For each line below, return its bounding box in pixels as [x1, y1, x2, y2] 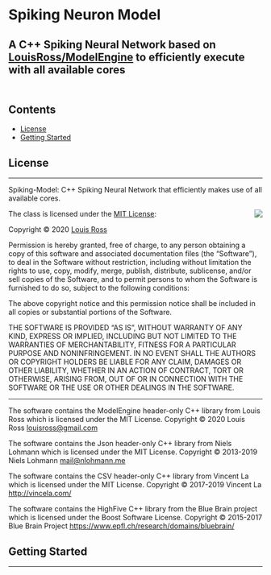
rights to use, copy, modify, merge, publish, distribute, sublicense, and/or [8, 266, 252, 275]
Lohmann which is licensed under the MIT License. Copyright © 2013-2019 [8, 447, 258, 457]
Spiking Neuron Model [8, 6, 161, 24]
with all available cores [8, 63, 126, 77]
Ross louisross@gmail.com [8, 423, 98, 432]
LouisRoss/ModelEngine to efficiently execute [8, 50, 245, 64]
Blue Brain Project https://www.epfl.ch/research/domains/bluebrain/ [8, 521, 235, 531]
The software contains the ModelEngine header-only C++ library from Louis [8, 406, 261, 416]
